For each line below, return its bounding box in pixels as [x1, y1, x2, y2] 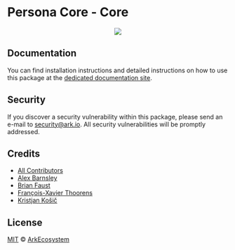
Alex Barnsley [17, 173, 58, 183]
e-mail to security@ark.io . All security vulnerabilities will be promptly [7, 120, 206, 129]
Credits [7, 147, 41, 159]
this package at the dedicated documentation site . [7, 73, 152, 81]
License [7, 216, 43, 228]
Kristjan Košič [17, 196, 58, 204]
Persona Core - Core [7, 4, 129, 20]
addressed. [7, 127, 40, 136]
